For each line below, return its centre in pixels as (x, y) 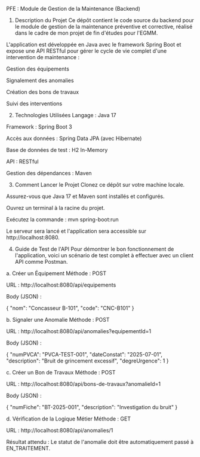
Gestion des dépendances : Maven (49, 173)
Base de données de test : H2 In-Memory (57, 150)
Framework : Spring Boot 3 (39, 127)
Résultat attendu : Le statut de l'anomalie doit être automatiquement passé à (100, 442)
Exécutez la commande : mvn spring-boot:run (63, 220)
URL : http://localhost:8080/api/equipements (61, 285)
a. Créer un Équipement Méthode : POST (56, 273)
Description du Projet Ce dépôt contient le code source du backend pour (104, 20)
